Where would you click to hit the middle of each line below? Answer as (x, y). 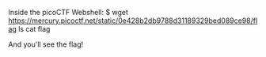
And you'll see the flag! (46, 44)
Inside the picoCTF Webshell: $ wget (68, 12)
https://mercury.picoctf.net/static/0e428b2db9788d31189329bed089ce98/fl (133, 21)
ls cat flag (34, 29)
